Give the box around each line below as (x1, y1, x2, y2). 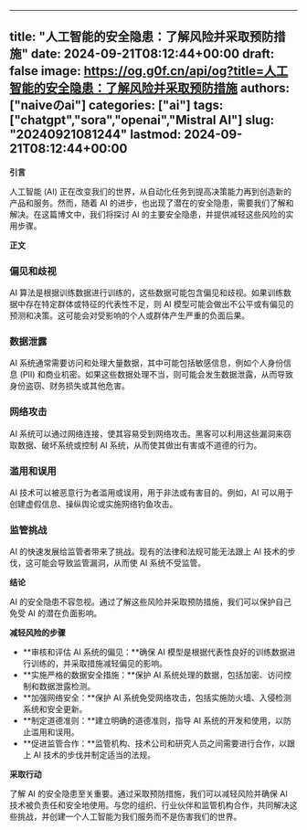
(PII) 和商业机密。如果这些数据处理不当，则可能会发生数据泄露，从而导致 (19, 369, 294, 380)
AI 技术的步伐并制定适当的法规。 (33, 750, 156, 761)
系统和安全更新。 (22, 704, 88, 715)
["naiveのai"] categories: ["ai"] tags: (9, 98, 224, 113)
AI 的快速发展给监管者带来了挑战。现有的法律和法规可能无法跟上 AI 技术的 (9, 546, 288, 558)
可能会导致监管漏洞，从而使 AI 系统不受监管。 (33, 558, 206, 569)
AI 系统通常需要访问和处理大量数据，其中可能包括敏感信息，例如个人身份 (9, 357, 284, 368)
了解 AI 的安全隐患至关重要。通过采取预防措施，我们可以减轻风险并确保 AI (9, 788, 288, 800)
